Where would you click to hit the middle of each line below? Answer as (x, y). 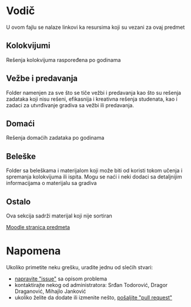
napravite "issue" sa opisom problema (61, 279)
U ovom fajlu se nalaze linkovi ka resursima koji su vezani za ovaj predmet (95, 27)
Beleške (21, 156)
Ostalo (19, 202)
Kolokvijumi (28, 46)
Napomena (33, 251)
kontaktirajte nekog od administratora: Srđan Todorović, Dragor (91, 285)
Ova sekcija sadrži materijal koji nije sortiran (59, 216)
